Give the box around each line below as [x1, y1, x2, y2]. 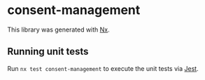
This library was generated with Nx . [7, 25, 110, 34]
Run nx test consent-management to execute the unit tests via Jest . [7, 64, 199, 72]
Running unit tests [7, 46, 89, 58]
